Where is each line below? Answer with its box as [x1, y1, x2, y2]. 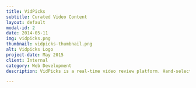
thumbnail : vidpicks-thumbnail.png [6, 41, 93, 47]
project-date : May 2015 [6, 52, 64, 58]
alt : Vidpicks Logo [6, 47, 54, 52]
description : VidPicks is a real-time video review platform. [6, 68, 160, 74]
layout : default [6, 19, 45, 25]
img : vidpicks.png [6, 36, 51, 41]
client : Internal [6, 57, 48, 63]
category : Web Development [6, 62, 72, 69]
